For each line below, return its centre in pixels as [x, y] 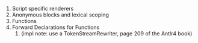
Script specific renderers [43, 9]
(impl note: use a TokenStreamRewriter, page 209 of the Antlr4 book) [107, 34]
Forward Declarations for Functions [56, 27]
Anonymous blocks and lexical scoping [60, 15]
